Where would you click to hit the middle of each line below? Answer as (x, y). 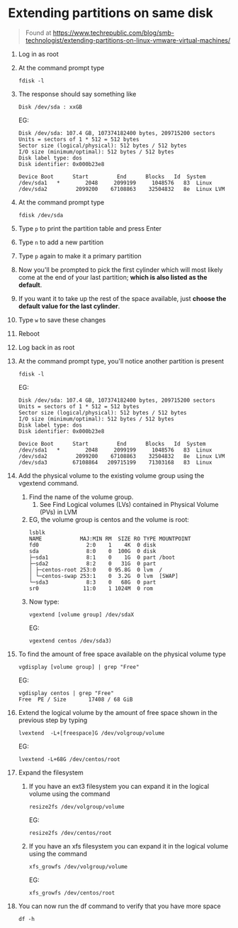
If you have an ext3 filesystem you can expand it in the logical (119, 786)
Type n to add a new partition (61, 242)
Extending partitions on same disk (110, 13)
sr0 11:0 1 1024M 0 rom (91, 588)
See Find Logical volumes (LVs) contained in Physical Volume (129, 504)
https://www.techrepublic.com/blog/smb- (113, 33)
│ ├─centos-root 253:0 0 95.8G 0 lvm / (96, 569)
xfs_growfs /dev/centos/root (72, 892)
